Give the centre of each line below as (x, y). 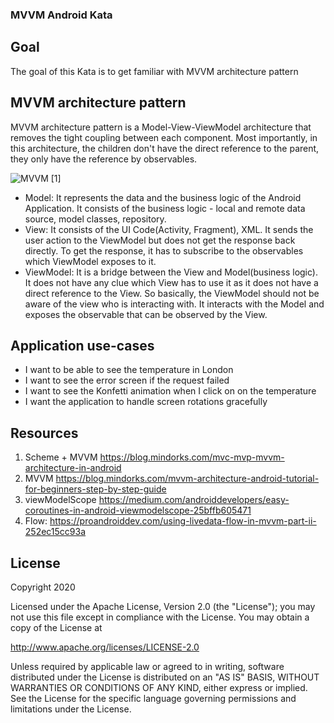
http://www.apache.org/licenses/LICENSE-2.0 (105, 647)
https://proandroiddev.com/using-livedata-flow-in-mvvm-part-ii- (183, 521)
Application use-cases (82, 345)
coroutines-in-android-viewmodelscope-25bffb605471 (138, 510)
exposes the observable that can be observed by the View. (146, 314)
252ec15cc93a (55, 532)
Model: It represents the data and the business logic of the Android (163, 197)
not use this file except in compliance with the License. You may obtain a (160, 617)
